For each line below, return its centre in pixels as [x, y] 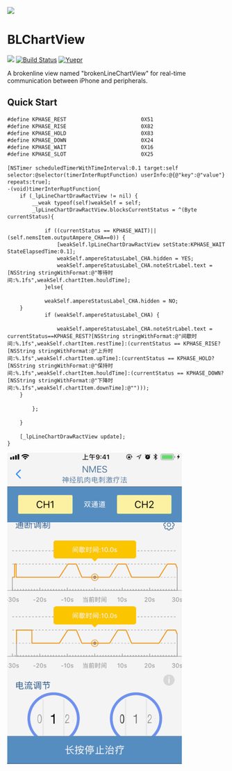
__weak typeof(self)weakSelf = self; [86, 203]
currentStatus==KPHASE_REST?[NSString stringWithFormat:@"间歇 [100, 336]
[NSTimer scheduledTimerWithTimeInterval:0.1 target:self [93, 168]
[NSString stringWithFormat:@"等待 [58, 273]
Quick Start [32, 103]
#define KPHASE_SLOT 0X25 [81, 154]
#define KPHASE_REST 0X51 [81, 119]
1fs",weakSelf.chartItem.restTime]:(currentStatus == [101, 343]
